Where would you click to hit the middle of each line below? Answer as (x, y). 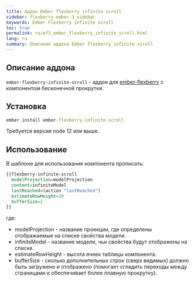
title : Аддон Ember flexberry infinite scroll (64, 11)
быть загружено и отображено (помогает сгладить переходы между (101, 267)
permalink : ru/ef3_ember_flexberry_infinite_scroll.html (77, 33)
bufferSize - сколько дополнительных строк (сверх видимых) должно (102, 260)
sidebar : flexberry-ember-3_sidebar (51, 17)
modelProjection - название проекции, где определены (83, 229)
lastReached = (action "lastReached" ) (56, 191)
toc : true (18, 28)
